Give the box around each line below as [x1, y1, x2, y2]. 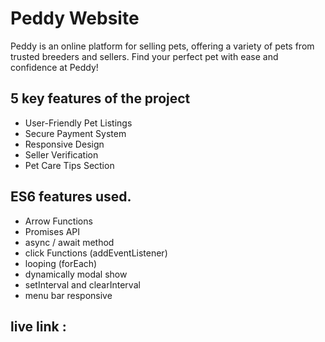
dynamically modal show [24, 268, 128, 280]
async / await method [24, 236, 115, 248]
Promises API [24, 225, 81, 237]
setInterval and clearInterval [24, 278, 141, 291]
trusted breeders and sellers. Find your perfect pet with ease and [10, 50, 279, 62]
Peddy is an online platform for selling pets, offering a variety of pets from [10, 40, 315, 52]
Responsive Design [24, 138, 105, 150]
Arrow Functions [24, 215, 93, 227]
